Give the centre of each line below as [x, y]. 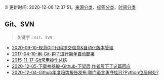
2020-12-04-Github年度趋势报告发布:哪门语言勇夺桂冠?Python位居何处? [85, 72]
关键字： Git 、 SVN [34, 37]
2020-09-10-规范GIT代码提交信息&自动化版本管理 [63, 47]
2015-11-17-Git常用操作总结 [39, 60]
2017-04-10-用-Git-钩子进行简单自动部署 [53, 54]
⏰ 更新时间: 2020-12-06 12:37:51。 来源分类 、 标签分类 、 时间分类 [70, 7]
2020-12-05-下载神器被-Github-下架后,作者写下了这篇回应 [71, 66]
